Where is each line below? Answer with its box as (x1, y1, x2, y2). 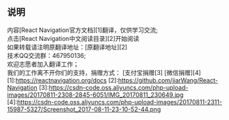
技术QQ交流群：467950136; (7, 51, 86, 59)
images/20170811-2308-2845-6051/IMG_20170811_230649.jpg (7, 91, 184, 99)
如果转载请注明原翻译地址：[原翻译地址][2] (7, 43, 128, 51)
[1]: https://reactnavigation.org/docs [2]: (7, 76, 118, 84)
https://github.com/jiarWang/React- (118, 76, 219, 84)
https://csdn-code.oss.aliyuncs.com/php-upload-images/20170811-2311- (16, 97, 222, 106)
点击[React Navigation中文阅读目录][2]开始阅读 (7, 34, 139, 42)
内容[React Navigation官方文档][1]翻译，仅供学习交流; (7, 26, 159, 34)
